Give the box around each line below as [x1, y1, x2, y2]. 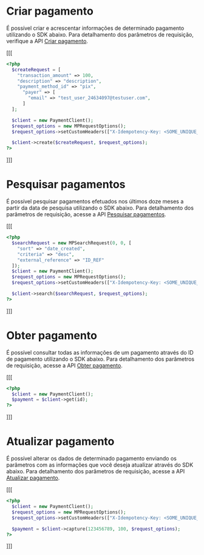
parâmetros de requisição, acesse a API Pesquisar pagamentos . [6, 211, 166, 218]
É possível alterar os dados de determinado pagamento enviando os [6, 455, 177, 462]
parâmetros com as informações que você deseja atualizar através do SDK [6, 461, 194, 468]
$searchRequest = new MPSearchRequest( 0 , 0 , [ [12, 240, 132, 246]
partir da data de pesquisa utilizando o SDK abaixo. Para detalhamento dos [6, 204, 194, 211]
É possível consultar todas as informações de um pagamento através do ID [6, 348, 194, 356]
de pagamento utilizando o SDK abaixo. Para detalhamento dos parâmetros [6, 355, 195, 362]
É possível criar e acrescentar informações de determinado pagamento [6, 24, 185, 32]
